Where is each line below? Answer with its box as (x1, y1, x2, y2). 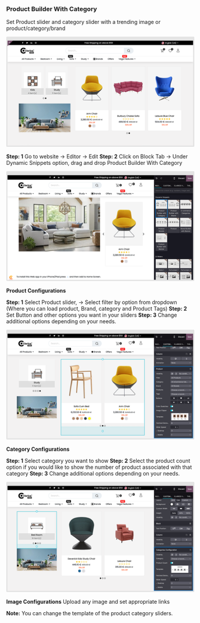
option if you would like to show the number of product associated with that (6, 464, 192, 471)
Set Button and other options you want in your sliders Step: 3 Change (6, 311, 177, 318)
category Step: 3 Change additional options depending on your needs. (6, 470, 180, 477)
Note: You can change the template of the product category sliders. (6, 609, 173, 616)
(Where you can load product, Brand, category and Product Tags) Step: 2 (6, 305, 187, 312)
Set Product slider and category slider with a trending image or (6, 19, 161, 26)
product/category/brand (6, 25, 66, 32)
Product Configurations (6, 287, 66, 294)
